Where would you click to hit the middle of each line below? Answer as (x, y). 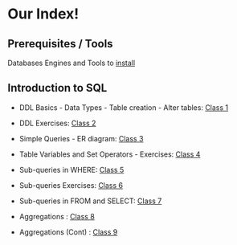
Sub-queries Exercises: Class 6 (71, 185)
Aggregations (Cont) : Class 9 (68, 232)
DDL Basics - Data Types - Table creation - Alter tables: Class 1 (124, 107)
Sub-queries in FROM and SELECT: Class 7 (90, 201)
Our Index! (43, 14)
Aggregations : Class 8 (57, 216)
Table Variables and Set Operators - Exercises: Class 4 (110, 154)
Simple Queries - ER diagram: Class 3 (81, 138)
